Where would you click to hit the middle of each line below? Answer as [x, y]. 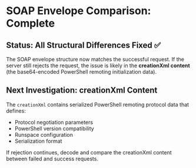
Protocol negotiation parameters [54, 122]
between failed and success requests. [52, 159]
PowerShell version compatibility [54, 129]
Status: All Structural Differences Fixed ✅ [83, 45]
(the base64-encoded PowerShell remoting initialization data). [82, 72]
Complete [31, 23]
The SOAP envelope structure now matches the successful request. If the [95, 59]
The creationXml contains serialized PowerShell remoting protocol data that [98, 104]
